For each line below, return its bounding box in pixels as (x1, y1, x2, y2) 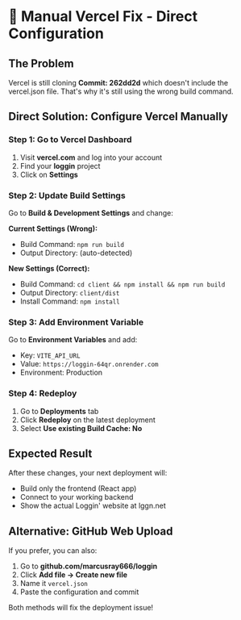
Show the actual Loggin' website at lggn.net (19, 501, 167, 511)
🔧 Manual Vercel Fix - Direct (8, 7, 198, 26)
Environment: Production (19, 367, 103, 378)
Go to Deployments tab (19, 406, 99, 416)
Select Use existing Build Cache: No (19, 423, 143, 433)
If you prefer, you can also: (8, 546, 98, 555)
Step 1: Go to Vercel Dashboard (8, 134, 132, 145)
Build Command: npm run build (19, 239, 125, 249)
